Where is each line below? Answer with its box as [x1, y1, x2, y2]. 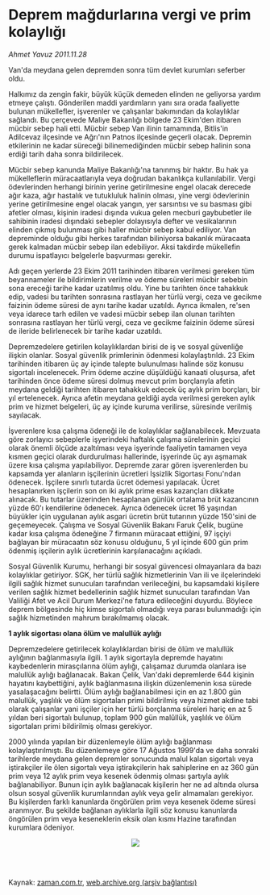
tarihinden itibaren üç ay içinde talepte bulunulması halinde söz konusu [8, 359, 244, 368]
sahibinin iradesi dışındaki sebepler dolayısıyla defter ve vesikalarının [8, 216, 237, 226]
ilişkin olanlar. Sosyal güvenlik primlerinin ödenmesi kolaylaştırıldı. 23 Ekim [8, 350, 255, 360]
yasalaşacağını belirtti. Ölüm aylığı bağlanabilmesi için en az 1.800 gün [8, 687, 242, 697]
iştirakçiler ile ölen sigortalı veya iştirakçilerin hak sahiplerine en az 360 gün [8, 762, 260, 772]
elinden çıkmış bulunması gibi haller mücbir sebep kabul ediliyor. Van [8, 224, 237, 235]
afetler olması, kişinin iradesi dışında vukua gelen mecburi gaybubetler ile [8, 207, 252, 217]
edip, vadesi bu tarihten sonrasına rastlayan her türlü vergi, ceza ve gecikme [8, 292, 262, 302]
